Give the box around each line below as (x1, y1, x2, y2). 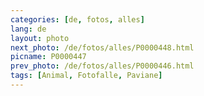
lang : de (10, 24, 47, 34)
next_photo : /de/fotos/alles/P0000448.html (10, 42, 195, 53)
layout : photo (10, 33, 70, 43)
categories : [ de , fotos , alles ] (10, 14, 145, 25)
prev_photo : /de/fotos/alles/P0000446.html (10, 61, 195, 71)
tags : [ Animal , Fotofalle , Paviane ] (10, 71, 163, 81)
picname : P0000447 (10, 52, 87, 62)
